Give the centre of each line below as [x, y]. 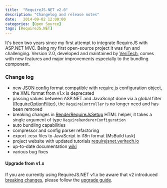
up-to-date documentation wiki [44, 146]
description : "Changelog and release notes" [52, 15]
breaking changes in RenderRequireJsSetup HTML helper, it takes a [82, 115]
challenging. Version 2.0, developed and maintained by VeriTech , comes [79, 54]
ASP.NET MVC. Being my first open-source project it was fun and [72, 48]
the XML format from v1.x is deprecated [53, 93]
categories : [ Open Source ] [33, 24]
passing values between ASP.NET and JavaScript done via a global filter [87, 99]
